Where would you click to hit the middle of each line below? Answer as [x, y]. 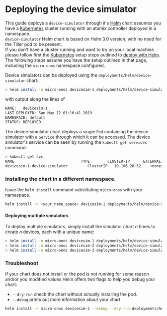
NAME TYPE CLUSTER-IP [68, 161]
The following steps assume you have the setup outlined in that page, [76, 60]
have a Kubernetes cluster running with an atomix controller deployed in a [81, 28]
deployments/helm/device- [125, 75]
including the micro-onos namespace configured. [55, 65]
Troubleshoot [22, 263]
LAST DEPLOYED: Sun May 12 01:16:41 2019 [49, 113]
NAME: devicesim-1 [27, 108]
